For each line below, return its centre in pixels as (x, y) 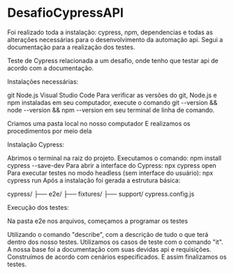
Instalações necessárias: (43, 81)
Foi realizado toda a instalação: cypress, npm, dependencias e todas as (110, 32)
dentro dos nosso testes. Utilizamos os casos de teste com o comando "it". (115, 242)
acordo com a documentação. (51, 68)
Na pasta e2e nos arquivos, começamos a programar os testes (98, 221)
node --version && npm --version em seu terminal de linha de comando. (111, 110)
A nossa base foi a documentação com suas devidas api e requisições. (109, 249)
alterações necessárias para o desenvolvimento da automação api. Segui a (115, 39)
